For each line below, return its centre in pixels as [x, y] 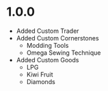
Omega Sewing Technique [64, 53]
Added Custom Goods [48, 60]
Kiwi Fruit [40, 74]
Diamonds [41, 81]
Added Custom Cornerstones [58, 38]
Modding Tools [48, 45]
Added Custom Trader [48, 31]
